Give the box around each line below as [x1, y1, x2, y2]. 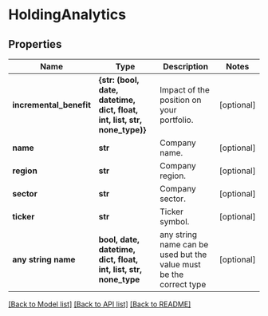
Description [163, 61, 209, 72]
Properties [8, 38, 62, 51]
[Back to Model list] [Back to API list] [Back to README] [8, 299, 191, 309]
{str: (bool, [98, 74, 140, 85]
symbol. [159, 216, 190, 227]
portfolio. [159, 114, 194, 125]
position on [159, 94, 202, 105]
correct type [159, 279, 207, 290]
